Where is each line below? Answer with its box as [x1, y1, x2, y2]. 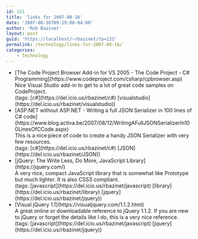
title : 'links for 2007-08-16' [6, 14, 83, 20]
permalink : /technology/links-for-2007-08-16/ [6, 42, 123, 48]
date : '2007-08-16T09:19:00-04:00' [6, 20, 94, 25]
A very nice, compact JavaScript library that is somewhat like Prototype [14, 169, 189, 176]
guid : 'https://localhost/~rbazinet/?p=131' [6, 36, 117, 42]
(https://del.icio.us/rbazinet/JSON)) [14, 150, 101, 157]
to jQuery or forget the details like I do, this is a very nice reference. [14, 214, 179, 221]
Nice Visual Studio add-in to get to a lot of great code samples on [14, 81, 174, 89]
